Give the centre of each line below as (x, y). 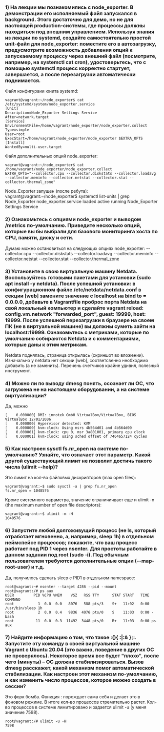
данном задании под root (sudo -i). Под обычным (67, 555)
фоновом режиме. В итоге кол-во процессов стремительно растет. (75, 702)
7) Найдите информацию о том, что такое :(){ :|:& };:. (71, 637)
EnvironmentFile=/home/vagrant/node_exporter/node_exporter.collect (76, 126)
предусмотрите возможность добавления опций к (69, 50)
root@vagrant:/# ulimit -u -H (36, 721)
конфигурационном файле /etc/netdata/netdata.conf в (73, 289)
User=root (15, 134)
